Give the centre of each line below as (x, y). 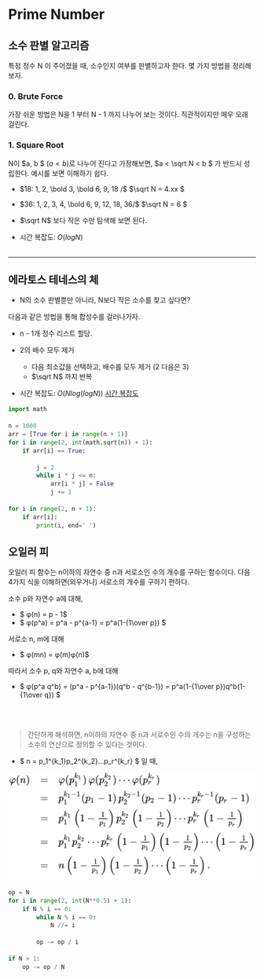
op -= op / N (44, 967)
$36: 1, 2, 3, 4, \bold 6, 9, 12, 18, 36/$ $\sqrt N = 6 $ (103, 204)
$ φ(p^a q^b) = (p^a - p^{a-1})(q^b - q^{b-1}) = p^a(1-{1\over (117, 687)
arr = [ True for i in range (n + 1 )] (68, 434)
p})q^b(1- (231, 687)
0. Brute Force (36, 96)
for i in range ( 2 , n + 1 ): (52, 508)
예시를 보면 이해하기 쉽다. (70, 173)
